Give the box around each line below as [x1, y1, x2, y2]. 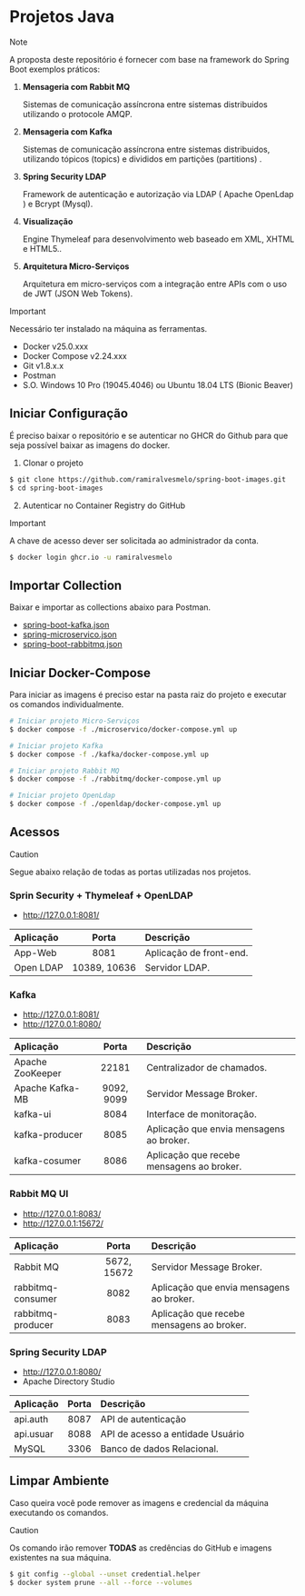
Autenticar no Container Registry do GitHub [22, 500, 186, 511]
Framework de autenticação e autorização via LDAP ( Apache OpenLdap [22, 188, 294, 199]
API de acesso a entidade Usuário [100, 1428, 245, 1440]
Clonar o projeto [22, 457, 84, 468]
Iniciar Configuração [9, 406, 129, 422]
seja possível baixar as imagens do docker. [9, 439, 171, 451]
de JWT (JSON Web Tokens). [22, 288, 133, 299]
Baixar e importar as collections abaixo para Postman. [9, 602, 212, 613]
